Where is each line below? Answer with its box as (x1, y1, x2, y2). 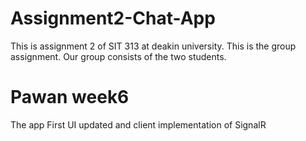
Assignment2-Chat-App (10, 7, 216, 30)
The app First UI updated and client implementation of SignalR (10, 118, 267, 131)
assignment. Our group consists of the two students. (10, 50, 227, 62)
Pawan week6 (10, 86, 130, 109)
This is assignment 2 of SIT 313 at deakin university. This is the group (10, 40, 297, 52)
